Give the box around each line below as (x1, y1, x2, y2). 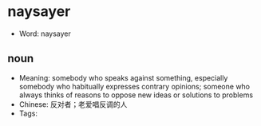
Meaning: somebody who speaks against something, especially (18, 73, 228, 82)
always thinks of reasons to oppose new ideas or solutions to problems (18, 90, 253, 100)
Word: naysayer (18, 29, 71, 38)
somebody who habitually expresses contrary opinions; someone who (18, 81, 251, 91)
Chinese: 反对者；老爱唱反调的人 (18, 99, 128, 109)
